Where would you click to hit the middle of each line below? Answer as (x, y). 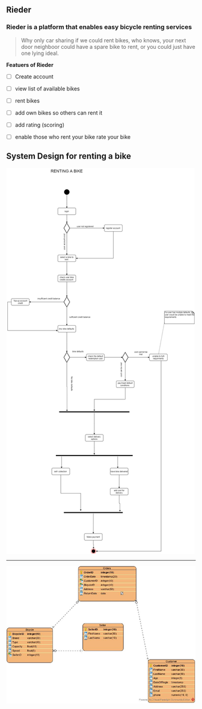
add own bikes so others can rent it (59, 113)
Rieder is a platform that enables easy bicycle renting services (99, 27)
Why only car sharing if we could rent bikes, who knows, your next (103, 40)
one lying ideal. (40, 53)
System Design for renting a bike (69, 156)
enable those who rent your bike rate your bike (73, 137)
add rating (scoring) (40, 125)
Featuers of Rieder (30, 65)
